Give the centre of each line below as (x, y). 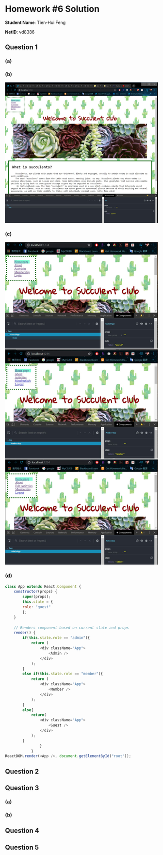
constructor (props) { (35, 592)
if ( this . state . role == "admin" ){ (56, 638)
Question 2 (22, 771)
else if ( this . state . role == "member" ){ (63, 674)
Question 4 (22, 831)
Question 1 (21, 47)
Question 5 (22, 847)
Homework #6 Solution (52, 9)
